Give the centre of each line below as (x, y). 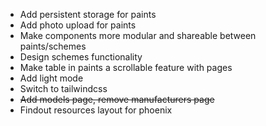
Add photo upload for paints (78, 25)
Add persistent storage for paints (88, 14)
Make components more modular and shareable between (138, 35)
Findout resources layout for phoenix (96, 110)
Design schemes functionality (81, 57)
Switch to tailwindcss (63, 88)
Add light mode (51, 78)
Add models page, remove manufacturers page (117, 99)
